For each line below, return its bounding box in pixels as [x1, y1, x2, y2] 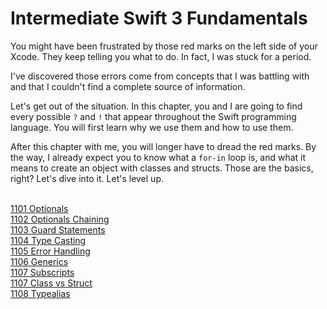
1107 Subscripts [10, 266, 75, 278]
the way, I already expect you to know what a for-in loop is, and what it [10, 151, 307, 163]
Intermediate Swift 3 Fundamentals [10, 7, 308, 30]
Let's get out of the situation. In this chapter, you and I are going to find [10, 100, 303, 112]
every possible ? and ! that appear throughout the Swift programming [10, 110, 297, 122]
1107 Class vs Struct [10, 277, 93, 289]
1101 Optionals [10, 202, 69, 214]
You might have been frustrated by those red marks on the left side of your [10, 40, 318, 52]
